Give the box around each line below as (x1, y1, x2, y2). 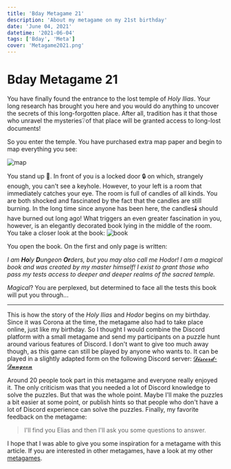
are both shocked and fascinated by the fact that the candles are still (7, 196, 201, 205)
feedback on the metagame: (7, 413, 87, 421)
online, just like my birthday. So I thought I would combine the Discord (7, 325, 205, 333)
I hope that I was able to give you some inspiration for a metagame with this (7, 439, 221, 448)
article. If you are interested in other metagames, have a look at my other (7, 446, 213, 455)
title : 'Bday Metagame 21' (7, 10, 85, 17)
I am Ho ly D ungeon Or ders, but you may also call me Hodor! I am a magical (7, 256, 223, 264)
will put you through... (7, 291, 69, 299)
